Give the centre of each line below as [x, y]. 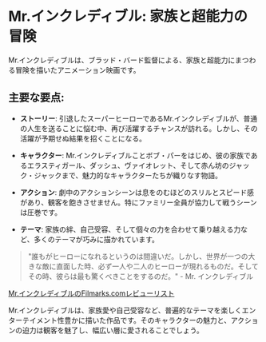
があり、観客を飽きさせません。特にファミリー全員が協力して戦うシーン [138, 202]
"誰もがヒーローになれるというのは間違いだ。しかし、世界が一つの [138, 256]
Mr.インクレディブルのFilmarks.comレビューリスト [91, 293]
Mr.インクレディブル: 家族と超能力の [128, 16]
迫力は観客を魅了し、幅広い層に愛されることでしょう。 [113, 330]
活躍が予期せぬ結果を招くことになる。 [83, 138]
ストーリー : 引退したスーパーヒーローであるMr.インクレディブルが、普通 [139, 118]
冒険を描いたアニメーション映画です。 [78, 70]
